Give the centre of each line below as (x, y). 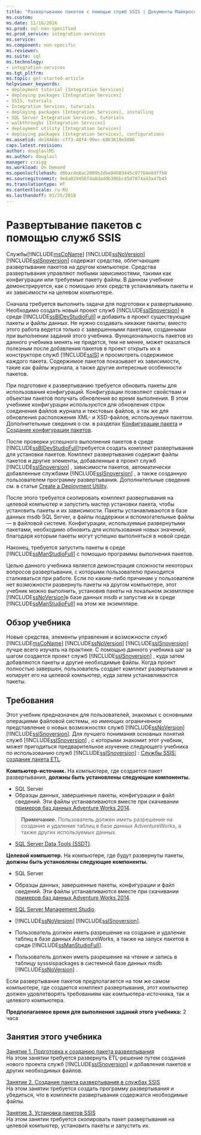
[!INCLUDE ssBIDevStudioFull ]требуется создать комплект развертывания (100, 448)
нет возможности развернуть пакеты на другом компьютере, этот (92, 585)
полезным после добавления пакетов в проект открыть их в (83, 348)
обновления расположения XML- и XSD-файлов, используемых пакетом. (100, 417)
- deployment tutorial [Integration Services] (65, 90)
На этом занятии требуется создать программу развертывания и (90, 1088)
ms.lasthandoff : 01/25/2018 (41, 195)
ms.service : (21, 40)
